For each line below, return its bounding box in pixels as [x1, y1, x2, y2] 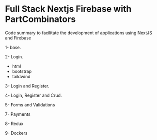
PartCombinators [5, 14, 76, 25]
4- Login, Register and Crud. [5, 92, 62, 98]
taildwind [12, 73, 31, 79]
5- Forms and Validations [5, 102, 55, 107]
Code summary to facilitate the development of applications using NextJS [5, 30, 153, 35]
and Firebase [5, 35, 31, 41]
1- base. [5, 44, 21, 50]
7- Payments [5, 111, 31, 117]
